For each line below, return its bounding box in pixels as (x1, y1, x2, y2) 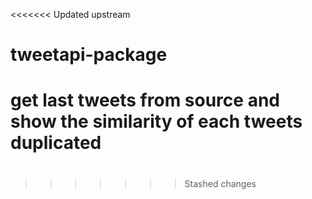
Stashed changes (184, 177, 257, 189)
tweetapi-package (10, 44, 168, 66)
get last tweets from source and (10, 89, 280, 112)
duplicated (10, 132, 102, 154)
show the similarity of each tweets (10, 110, 303, 133)
